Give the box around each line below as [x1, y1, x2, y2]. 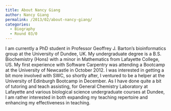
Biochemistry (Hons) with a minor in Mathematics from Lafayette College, [5, 56, 160, 62]
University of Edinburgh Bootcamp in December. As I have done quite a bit [5, 78, 162, 84]
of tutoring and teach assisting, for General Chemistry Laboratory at [5, 83, 148, 90]
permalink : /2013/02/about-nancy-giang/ [5, 17, 93, 22]
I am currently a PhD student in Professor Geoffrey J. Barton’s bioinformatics [5, 46, 166, 51]
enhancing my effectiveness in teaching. [5, 100, 91, 105]
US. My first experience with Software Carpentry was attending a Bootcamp [5, 62, 165, 68]
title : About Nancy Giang [5, 7, 60, 13]
